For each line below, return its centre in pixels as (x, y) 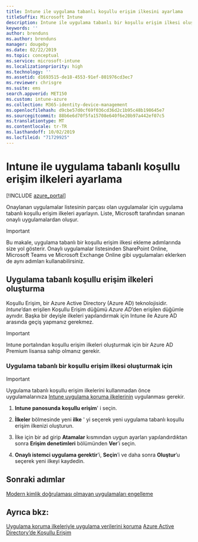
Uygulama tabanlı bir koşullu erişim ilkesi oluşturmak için (89, 366)
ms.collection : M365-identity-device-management (67, 105)
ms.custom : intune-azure (37, 99)
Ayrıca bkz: (27, 512)
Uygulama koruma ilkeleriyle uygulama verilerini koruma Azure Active (90, 526)
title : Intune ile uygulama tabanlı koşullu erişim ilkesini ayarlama (95, 11)
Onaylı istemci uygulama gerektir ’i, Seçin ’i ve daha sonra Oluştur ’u (97, 455)
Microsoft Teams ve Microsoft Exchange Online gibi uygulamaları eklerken (96, 255)
